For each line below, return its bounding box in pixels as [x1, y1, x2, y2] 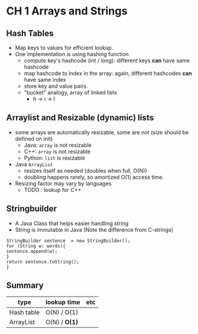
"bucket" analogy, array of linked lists [23, 89, 117, 96]
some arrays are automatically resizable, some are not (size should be [14, 128, 189, 136]
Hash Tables [6, 28, 54, 39]
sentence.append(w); [6, 248, 58, 254]
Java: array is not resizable [23, 141, 92, 149]
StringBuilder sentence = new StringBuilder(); [6, 238, 131, 244]
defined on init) [14, 135, 53, 142]
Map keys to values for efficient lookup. [14, 44, 113, 51]
